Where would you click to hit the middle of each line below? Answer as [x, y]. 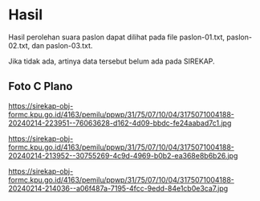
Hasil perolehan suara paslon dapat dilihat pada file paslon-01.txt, [117, 37]
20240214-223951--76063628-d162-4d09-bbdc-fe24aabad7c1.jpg [120, 123]
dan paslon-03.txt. [62, 45]
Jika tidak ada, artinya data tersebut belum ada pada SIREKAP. [112, 61]
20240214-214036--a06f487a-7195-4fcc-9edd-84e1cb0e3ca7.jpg [118, 188]
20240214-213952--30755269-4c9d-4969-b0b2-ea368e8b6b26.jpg [123, 155]
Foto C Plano [41, 86]
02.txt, [19, 45]
